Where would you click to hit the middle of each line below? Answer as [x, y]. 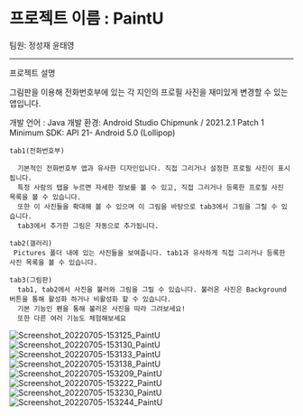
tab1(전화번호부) [37, 151]
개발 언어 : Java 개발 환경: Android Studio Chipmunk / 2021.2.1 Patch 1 [137, 122]
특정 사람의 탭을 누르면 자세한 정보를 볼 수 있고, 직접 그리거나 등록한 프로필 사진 [151, 187]
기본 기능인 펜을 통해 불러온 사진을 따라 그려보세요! [102, 309]
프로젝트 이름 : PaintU [87, 18]
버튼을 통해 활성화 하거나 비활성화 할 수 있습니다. [90, 299]
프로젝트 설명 [32, 72]
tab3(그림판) [31, 280]
